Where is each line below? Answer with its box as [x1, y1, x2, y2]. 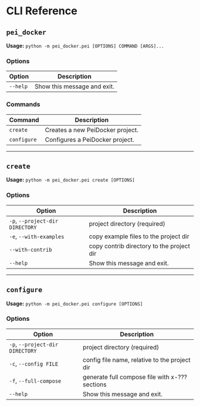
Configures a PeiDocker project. [45, 135, 135, 143]
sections [82, 380, 107, 388]
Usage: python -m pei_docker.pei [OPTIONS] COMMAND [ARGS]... [6, 42, 165, 49]
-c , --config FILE [9, 359, 58, 367]
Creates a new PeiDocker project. [45, 126, 139, 134]
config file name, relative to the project [82, 355, 190, 364]
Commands [6, 100, 40, 108]
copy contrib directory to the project [89, 242, 190, 250]
